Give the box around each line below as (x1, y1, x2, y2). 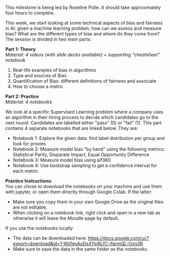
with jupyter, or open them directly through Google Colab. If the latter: (5, 189, 153, 195)
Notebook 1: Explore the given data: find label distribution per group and (12, 135, 165, 141)
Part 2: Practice (5, 94, 39, 99)
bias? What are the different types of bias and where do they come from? (5, 31, 160, 36)
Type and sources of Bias (12, 72, 67, 79)
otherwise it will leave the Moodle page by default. (12, 215, 119, 221)
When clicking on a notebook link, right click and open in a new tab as (12, 210, 161, 215)
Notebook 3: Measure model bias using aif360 (12, 157, 111, 163)
